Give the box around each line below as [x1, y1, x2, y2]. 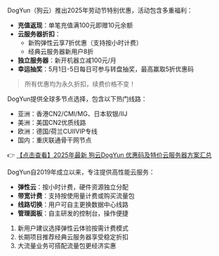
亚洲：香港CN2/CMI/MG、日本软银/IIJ [17, 109, 128, 118]
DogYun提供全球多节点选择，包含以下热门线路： [7, 95, 147, 103]
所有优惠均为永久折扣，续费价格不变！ [24, 80, 135, 88]
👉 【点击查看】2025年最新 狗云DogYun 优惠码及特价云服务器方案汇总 [7, 151, 212, 159]
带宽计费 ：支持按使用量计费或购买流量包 [17, 191, 135, 200]
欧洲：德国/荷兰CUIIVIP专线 [17, 127, 98, 135]
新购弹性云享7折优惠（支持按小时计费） [27, 39, 142, 47]
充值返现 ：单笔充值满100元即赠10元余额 [17, 21, 133, 29]
